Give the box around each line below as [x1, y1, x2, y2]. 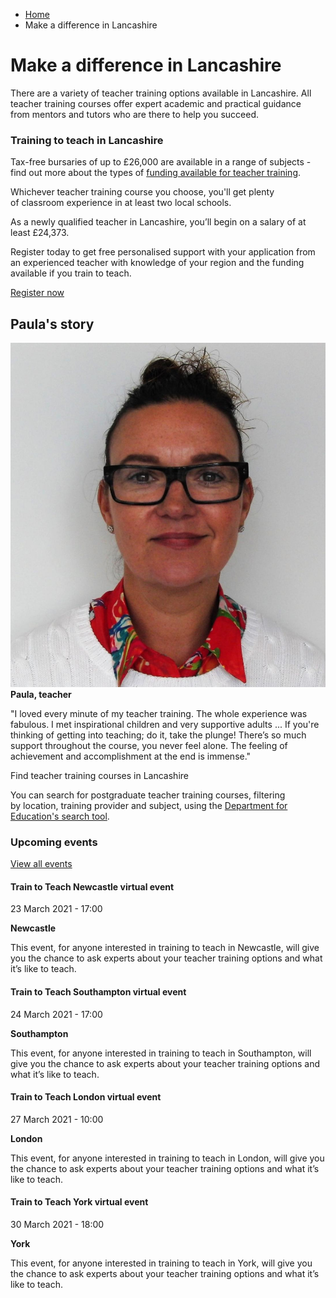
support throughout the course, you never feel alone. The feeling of [10, 739, 288, 751]
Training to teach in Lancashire [10, 133, 164, 147]
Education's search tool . [10, 810, 110, 822]
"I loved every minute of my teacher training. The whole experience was [10, 707, 308, 719]
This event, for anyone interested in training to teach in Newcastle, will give [10, 942, 320, 954]
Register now [10, 287, 65, 299]
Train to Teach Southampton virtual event [10, 985, 187, 998]
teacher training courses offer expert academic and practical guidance [10, 97, 302, 109]
